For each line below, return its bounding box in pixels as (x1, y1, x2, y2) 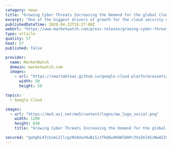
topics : (5, 93, 22, 98)
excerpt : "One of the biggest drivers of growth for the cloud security (5, 17, 164, 22)
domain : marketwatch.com (10, 65, 63, 70)
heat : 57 (5, 41, 24, 46)
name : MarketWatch (10, 59, 50, 65)
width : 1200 (14, 116, 40, 121)
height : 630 (14, 121, 40, 126)
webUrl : (5, 27, 22, 32)
